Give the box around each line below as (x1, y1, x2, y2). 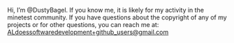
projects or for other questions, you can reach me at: (7, 21, 159, 28)
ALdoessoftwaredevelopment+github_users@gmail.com (7, 28, 169, 36)
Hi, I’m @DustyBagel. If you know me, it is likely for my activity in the (7, 6, 205, 14)
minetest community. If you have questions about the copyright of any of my (7, 13, 227, 21)
